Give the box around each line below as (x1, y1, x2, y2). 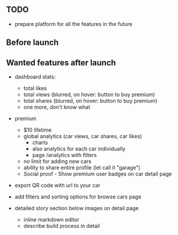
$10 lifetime (23, 126, 52, 133)
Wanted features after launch (6, 57, 116, 67)
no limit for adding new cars (23, 158, 91, 165)
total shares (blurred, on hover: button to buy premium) (23, 97, 157, 105)
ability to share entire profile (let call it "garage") (23, 164, 140, 171)
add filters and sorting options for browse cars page (14, 193, 141, 200)
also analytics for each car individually (32, 145, 126, 152)
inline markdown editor (23, 216, 80, 223)
